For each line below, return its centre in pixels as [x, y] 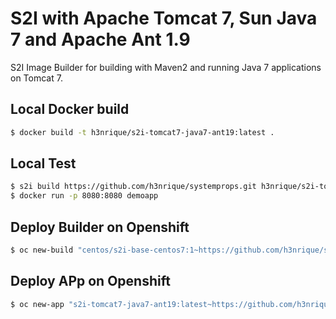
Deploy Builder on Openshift [100, 227]
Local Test [43, 163]
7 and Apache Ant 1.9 [100, 39]
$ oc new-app [37, 304]
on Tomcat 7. [36, 78]
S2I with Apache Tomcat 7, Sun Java [164, 18]
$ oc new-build [42, 250]
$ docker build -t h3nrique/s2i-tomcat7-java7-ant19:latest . [142, 132]
